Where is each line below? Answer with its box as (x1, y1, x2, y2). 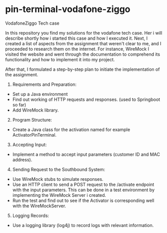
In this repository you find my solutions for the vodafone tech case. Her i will (5, 30, 162, 36)
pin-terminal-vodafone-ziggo (5, 4, 131, 15)
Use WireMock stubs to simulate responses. (12, 176, 103, 182)
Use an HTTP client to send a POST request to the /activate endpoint (12, 181, 154, 187)
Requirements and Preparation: (12, 81, 76, 87)
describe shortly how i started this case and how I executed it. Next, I (5, 35, 148, 41)
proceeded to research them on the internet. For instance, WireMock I (5, 46, 149, 52)
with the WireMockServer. (12, 202, 66, 209)
